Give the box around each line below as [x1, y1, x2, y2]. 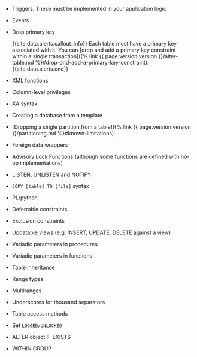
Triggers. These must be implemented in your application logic [11, 5, 166, 12]
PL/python [11, 194, 38, 201]
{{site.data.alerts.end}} [11, 65, 69, 72]
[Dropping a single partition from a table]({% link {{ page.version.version [11, 123, 192, 131]
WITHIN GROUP [11, 345, 52, 352]
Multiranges [11, 287, 42, 294]
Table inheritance [11, 264, 55, 271]
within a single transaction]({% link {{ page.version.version [11, 53, 157, 59]
